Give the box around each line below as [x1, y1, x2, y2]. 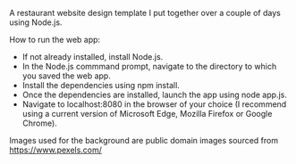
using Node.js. [9, 17, 63, 28]
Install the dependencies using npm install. [21, 80, 181, 90]
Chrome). [21, 118, 58, 128]
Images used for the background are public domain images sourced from [9, 135, 279, 145]
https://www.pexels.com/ [9, 144, 103, 155]
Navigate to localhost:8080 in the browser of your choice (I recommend [21, 99, 287, 110]
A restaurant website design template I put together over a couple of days [9, 8, 282, 18]
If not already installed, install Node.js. [21, 52, 164, 61]
